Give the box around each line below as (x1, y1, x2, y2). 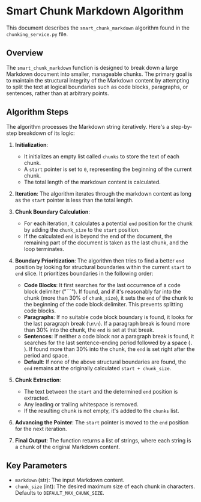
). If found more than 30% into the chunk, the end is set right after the (23, 345, 195, 353)
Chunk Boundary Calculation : (14, 208, 91, 215)
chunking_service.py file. (6, 30, 68, 37)
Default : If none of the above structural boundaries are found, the (23, 358, 187, 365)
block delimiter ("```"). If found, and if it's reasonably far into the (23, 288, 181, 295)
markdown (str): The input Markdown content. (14, 477, 125, 484)
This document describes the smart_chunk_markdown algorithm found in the (6, 24, 190, 31)
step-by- (170, 123, 193, 130)
